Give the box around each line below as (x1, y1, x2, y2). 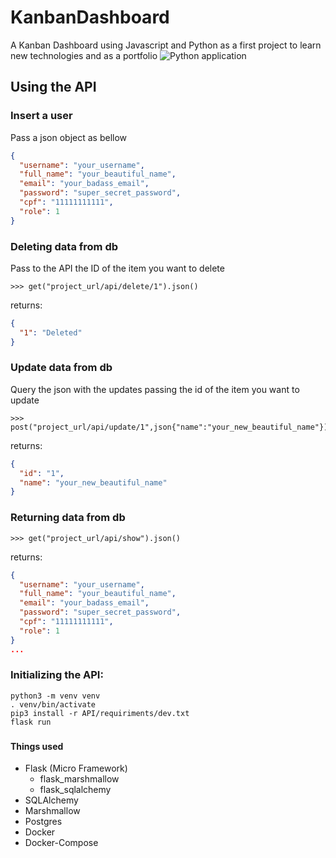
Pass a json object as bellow (10, 131, 128, 143)
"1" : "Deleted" (19, 327, 83, 338)
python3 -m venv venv (10, 691, 101, 701)
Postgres (24, 816, 63, 828)
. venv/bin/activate (10, 699, 97, 710)
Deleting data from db (10, 239, 119, 253)
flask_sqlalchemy (39, 784, 112, 796)
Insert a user (10, 109, 73, 123)
